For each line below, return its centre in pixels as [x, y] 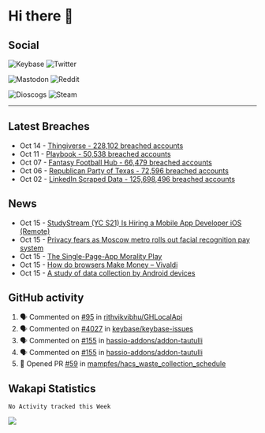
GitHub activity [46, 298]
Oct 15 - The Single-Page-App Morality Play [91, 256]
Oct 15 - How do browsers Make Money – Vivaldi [99, 265]
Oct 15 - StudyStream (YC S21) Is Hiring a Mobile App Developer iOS [131, 223]
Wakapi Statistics [52, 389]
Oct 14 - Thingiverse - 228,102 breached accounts [101, 146]
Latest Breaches [49, 126]
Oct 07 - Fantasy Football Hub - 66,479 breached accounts [116, 162]
